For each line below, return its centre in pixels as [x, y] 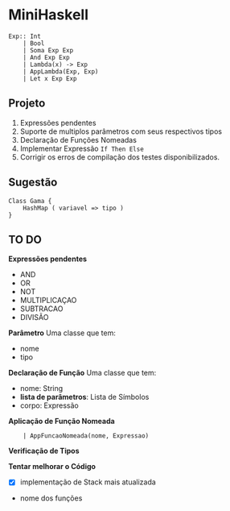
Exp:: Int [25, 36]
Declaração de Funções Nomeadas [78, 139]
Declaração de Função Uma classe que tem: [82, 373]
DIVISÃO [34, 318]
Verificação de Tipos [44, 451]
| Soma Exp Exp [48, 50]
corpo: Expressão [49, 405]
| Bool [34, 43]
